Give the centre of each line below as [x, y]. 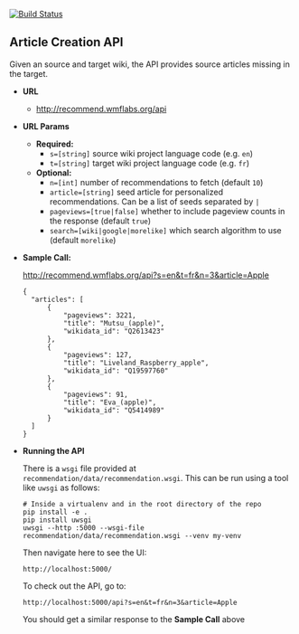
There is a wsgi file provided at [79, 468]
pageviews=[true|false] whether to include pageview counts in [167, 211]
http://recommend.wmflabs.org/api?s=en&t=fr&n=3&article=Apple [145, 275]
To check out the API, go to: [74, 586]
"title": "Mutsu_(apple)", [114, 323]
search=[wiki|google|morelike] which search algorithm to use [165, 230]
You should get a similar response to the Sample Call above [134, 619]
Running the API [53, 450]
